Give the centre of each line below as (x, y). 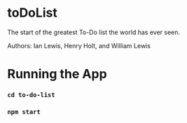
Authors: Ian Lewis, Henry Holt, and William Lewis (79, 45)
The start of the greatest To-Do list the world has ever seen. (94, 32)
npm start (24, 112)
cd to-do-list (31, 95)
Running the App (57, 74)
